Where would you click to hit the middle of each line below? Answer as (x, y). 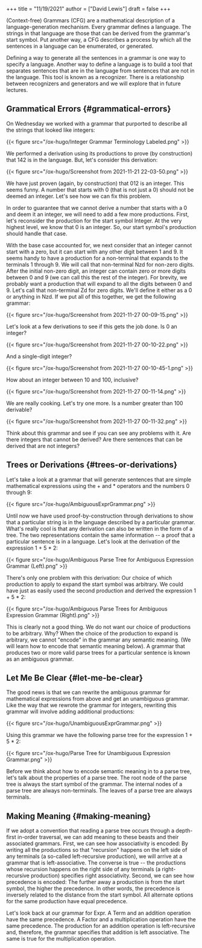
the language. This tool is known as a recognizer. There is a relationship (95, 77)
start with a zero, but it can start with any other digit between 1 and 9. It (95, 252)
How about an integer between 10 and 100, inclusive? (72, 380)
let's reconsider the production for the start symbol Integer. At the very (94, 221)
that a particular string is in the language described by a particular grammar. (101, 522)
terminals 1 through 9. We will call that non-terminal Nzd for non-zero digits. (100, 264)
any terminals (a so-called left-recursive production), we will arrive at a (94, 856)
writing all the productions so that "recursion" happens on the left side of (97, 850)
